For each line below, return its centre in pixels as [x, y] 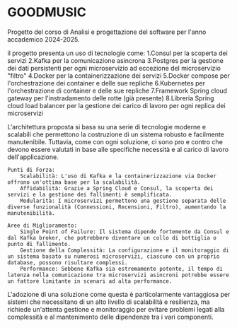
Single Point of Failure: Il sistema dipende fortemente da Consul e [125, 232]
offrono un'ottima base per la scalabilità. [74, 182]
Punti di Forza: [31, 170]
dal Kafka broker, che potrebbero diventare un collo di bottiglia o [112, 238]
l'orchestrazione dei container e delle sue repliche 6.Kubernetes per [106, 83]
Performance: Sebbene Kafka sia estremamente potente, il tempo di [121, 269]
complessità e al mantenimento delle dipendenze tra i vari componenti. [110, 317]
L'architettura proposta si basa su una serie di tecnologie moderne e [107, 127]
